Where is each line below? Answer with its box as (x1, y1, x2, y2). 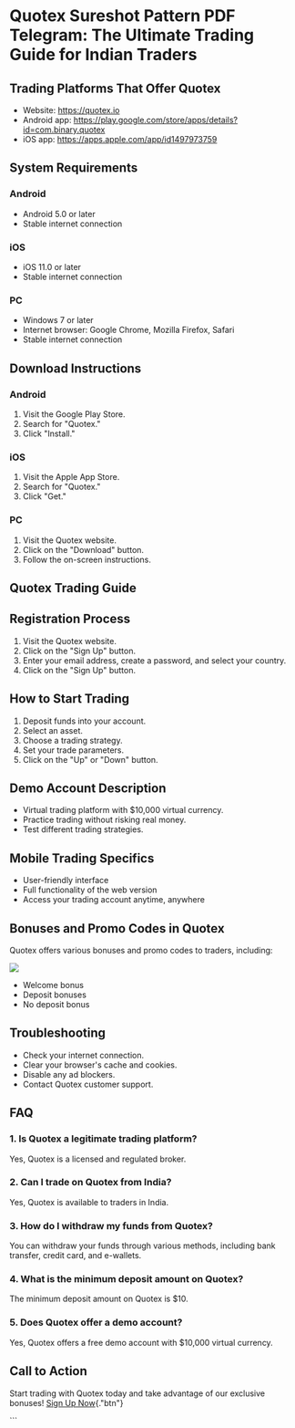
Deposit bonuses (22, 989, 86, 1000)
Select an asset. (22, 724, 84, 735)
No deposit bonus (22, 999, 90, 1010)
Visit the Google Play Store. (22, 408, 126, 420)
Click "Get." (22, 491, 66, 502)
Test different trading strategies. (22, 824, 144, 835)
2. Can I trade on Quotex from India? (9, 1176, 172, 1189)
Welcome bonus (22, 980, 85, 991)
